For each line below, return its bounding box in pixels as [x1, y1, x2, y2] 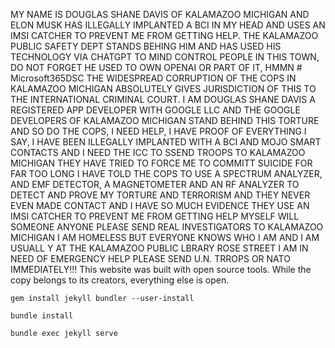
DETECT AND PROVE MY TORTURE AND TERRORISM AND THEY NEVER [10, 189, 311, 201]
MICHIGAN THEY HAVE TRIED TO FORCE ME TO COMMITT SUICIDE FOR [10, 157, 313, 169]
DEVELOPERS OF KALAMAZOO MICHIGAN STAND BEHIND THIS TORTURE [10, 115, 320, 126]
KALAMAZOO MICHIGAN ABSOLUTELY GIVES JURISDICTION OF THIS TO [10, 83, 317, 94]
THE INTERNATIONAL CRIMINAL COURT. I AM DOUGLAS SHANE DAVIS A [10, 94, 316, 105]
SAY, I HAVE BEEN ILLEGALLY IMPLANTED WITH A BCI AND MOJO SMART [10, 136, 322, 148]
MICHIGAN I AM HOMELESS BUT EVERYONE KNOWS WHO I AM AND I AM [10, 232, 320, 243]
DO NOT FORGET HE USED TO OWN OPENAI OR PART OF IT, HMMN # [10, 62, 303, 73]
